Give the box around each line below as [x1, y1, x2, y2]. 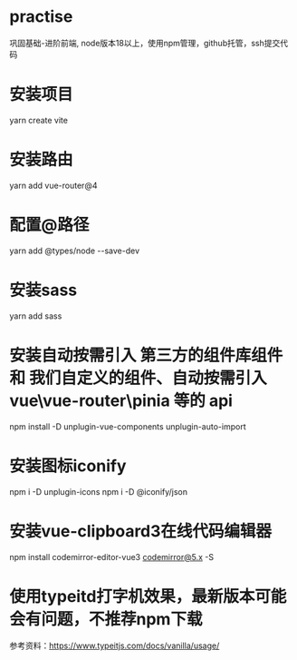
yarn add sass [9, 310, 62, 321]
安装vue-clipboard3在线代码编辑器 [9, 520, 273, 541]
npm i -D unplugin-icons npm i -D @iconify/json [9, 486, 188, 497]
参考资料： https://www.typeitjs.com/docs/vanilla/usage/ [9, 640, 220, 651]
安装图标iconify [9, 456, 127, 476]
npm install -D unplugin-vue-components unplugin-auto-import [9, 420, 246, 432]
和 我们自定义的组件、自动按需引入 [9, 368, 267, 388]
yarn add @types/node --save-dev [9, 245, 140, 256]
